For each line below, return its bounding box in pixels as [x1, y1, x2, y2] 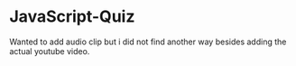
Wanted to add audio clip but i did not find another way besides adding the [9, 36, 287, 47]
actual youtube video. [9, 45, 90, 56]
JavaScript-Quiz [9, 6, 135, 27]
